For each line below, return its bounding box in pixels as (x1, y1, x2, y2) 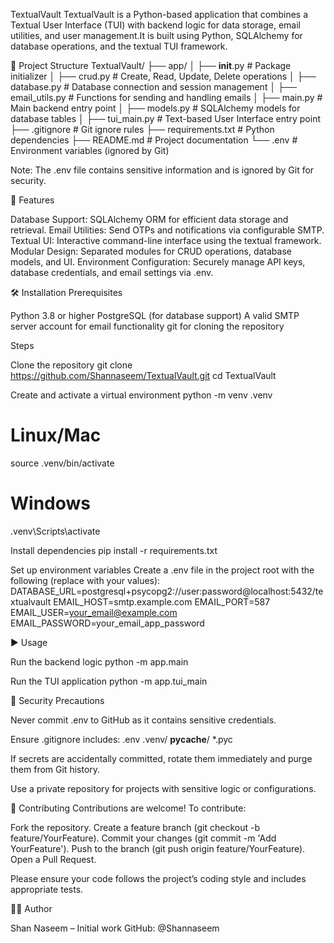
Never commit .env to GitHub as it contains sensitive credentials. (10, 714, 277, 726)
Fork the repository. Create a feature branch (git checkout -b (10, 821, 261, 833)
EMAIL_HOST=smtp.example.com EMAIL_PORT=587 (53, 595, 271, 608)
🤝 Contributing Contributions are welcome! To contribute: (10, 802, 247, 814)
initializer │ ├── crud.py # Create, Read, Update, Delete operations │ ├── (10, 70, 317, 82)
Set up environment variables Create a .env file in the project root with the (10, 564, 315, 576)
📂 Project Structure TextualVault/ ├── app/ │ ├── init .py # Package (10, 60, 292, 71)
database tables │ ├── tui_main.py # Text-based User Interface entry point (10, 113, 322, 124)
